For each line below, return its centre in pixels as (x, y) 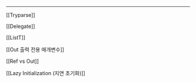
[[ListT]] (16, 38)
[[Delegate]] (21, 26)
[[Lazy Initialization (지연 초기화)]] (46, 73)
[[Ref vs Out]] (22, 61)
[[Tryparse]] (21, 15)
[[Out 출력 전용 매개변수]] (35, 49)
